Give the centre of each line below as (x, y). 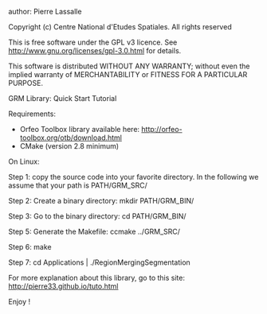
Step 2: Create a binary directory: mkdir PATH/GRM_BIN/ (101, 201)
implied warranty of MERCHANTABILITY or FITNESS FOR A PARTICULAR (128, 74)
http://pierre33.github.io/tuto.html (63, 286)
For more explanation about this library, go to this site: (97, 278)
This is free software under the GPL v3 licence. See (93, 42)
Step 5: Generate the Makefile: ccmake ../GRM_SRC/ (94, 231)
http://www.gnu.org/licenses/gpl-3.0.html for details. (95, 50)
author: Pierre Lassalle (45, 12)
